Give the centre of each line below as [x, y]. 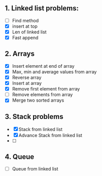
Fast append [25, 38]
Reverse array [27, 77]
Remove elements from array [42, 95]
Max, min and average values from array [54, 72]
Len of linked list [29, 32]
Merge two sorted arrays [38, 100]
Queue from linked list [35, 168]
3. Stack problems [34, 117]
